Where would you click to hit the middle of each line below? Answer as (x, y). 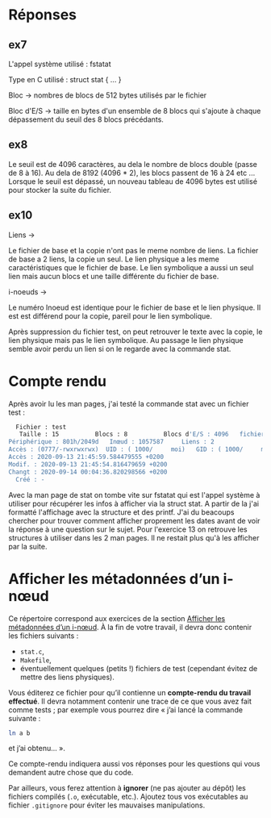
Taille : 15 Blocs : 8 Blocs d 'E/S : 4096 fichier (142, 434)
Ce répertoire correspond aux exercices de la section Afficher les (117, 618)
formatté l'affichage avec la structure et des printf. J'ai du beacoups (121, 512)
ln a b (19, 733)
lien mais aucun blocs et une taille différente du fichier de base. (114, 276)
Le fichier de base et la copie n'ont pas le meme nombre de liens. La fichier (133, 250)
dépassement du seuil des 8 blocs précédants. (86, 119)
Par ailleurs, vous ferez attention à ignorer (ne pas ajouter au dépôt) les (127, 788)
